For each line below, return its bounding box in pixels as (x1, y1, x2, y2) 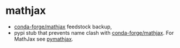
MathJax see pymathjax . (13, 35, 74, 42)
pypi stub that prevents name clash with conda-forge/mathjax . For (13, 29, 174, 36)
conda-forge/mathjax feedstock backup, (13, 23, 112, 30)
